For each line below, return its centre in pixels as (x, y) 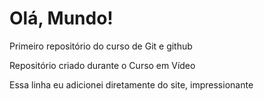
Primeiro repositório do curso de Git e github (101, 46)
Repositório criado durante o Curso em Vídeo (102, 65)
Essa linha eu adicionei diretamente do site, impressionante (131, 84)
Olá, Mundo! (61, 18)
